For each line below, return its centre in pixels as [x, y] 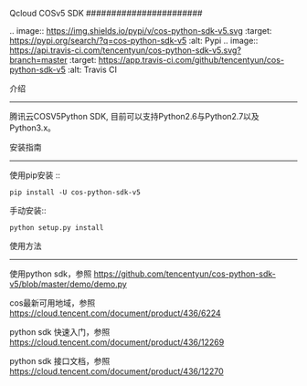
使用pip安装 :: [35, 175]
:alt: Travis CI [92, 69]
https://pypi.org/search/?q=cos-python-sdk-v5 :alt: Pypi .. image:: [134, 41]
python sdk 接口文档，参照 [60, 361]
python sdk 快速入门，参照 [60, 332]
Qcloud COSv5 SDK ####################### [106, 13]
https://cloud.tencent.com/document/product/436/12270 [116, 371]
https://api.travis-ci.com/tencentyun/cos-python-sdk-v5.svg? [126, 50]
